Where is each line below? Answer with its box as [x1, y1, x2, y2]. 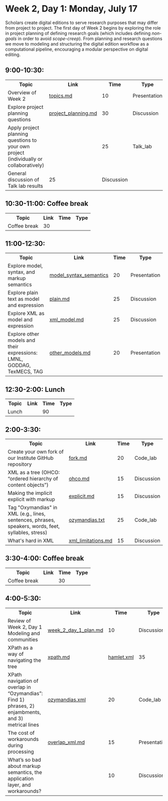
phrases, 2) [7, 702, 35, 709]
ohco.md [68, 475, 90, 482]
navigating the [7, 657, 41, 664]
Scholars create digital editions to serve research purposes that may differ [5, 20, 158, 26]
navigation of [7, 677, 38, 684]
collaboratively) [7, 161, 44, 168]
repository [7, 461, 32, 467]
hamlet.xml [108, 653, 134, 660]
